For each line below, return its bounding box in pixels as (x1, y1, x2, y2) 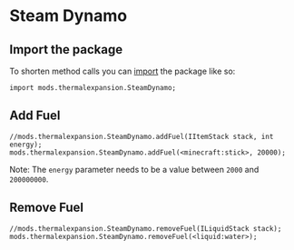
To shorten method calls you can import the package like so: (9, 65, 236, 76)
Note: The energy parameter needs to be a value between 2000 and (9, 164, 260, 175)
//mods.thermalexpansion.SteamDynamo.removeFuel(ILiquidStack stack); (9, 224, 282, 233)
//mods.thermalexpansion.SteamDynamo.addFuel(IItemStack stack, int (9, 132, 274, 141)
